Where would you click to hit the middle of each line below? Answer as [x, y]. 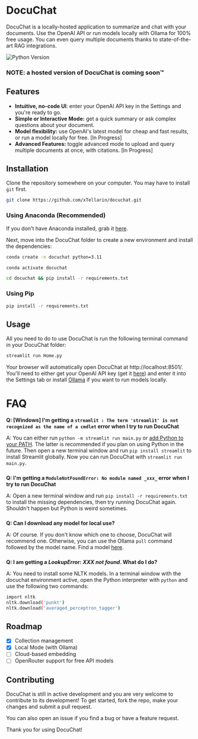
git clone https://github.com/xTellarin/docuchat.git [74, 200]
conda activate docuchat [37, 267]
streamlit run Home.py [34, 356]
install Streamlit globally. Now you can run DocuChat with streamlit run [94, 457]
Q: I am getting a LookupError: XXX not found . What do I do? [82, 562]
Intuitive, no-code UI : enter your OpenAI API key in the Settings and [98, 106]
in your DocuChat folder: [36, 345]
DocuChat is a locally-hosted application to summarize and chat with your [96, 27]
